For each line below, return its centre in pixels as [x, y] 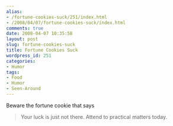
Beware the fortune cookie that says [50, 105]
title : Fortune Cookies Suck [42, 50]
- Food [14, 77]
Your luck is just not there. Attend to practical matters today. [94, 117]
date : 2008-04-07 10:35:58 [39, 34]
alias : [14, 12]
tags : [13, 72]
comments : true [25, 28]
